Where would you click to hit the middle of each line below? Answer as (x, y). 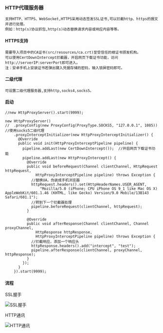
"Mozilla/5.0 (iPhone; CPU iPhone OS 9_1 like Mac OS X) (99, 188)
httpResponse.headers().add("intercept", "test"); (83, 246)
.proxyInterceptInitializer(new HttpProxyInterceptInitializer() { (83, 135)
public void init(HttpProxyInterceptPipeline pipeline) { (78, 143)
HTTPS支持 (17, 40)
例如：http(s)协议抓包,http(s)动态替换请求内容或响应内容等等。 (63, 29)
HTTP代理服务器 (24, 7)
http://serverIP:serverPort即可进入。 (43, 63)
